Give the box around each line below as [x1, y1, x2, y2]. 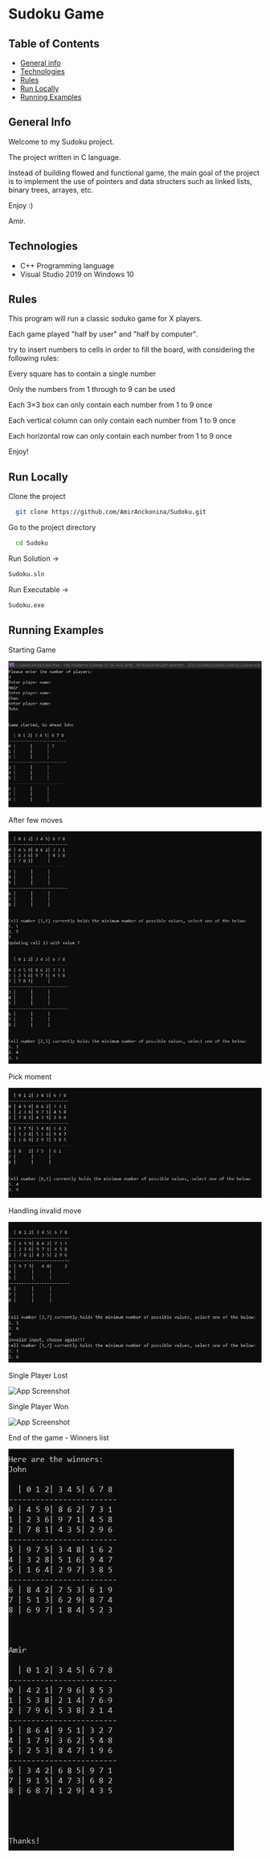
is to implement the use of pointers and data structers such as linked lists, [8, 176, 253, 186]
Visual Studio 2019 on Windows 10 [19, 269, 134, 279]
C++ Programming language [19, 260, 115, 270]
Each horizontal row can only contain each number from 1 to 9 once [8, 431, 233, 441]
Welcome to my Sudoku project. [8, 137, 115, 146]
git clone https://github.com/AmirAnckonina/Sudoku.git [15, 508, 207, 517]
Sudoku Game [8, 5, 104, 23]
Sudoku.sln [8, 570, 45, 578]
